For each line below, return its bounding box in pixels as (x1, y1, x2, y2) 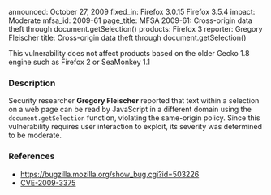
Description (8, 77, 56, 89)
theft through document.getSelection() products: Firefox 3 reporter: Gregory (8, 24, 263, 33)
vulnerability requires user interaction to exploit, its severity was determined (8, 122, 262, 132)
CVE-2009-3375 (19, 178, 76, 188)
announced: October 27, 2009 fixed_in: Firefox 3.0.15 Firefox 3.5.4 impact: (8, 7, 256, 16)
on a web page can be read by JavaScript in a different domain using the (8, 105, 252, 115)
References (8, 150, 55, 162)
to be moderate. (8, 130, 62, 141)
